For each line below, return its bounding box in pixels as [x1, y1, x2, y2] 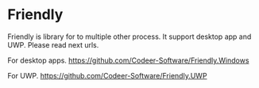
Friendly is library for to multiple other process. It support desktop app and [7, 32, 252, 41]
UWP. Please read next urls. [7, 40, 99, 49]
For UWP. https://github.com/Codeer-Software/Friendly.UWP [7, 71, 207, 80]
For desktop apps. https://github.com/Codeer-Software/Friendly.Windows [7, 55, 249, 65]
